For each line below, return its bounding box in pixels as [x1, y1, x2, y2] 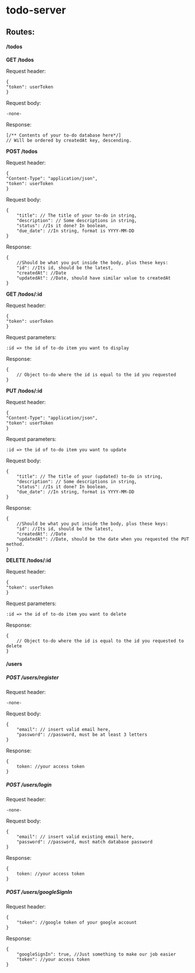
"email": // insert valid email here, [16, 727, 111, 733]
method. [6, 541, 25, 547]
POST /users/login [6, 781, 52, 788]
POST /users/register [6, 674, 59, 681]
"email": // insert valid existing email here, [16, 834, 134, 840]
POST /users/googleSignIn [6, 888, 72, 895]
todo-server [6, 4, 66, 17]
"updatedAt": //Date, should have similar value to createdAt [16, 275, 171, 281]
